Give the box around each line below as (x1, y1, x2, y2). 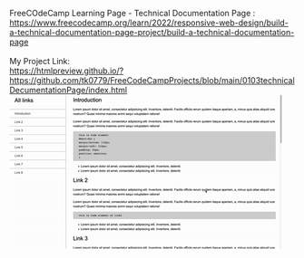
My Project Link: (9, 56, 71, 66)
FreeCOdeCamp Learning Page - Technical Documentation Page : (9, 8, 256, 18)
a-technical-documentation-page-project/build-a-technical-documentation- (9, 27, 295, 37)
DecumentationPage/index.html (9, 85, 128, 95)
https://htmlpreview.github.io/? (9, 65, 124, 76)
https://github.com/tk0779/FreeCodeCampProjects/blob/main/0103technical (9, 75, 295, 85)
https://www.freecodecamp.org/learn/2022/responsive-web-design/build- (9, 17, 289, 28)
